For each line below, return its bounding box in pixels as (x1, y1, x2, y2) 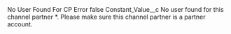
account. (7, 20, 33, 28)
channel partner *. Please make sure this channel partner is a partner (7, 12, 206, 21)
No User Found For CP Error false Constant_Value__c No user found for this (7, 6, 224, 13)
